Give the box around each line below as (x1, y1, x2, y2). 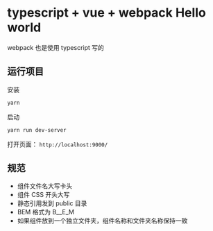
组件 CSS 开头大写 (17, 191, 70, 199)
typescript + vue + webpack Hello (7, 5, 206, 21)
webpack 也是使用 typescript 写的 (7, 43, 104, 51)
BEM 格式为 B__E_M (17, 208, 75, 216)
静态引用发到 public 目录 (17, 199, 87, 207)
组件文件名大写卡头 (17, 182, 73, 190)
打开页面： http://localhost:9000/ (7, 140, 108, 148)
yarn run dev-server (7, 126, 67, 133)
